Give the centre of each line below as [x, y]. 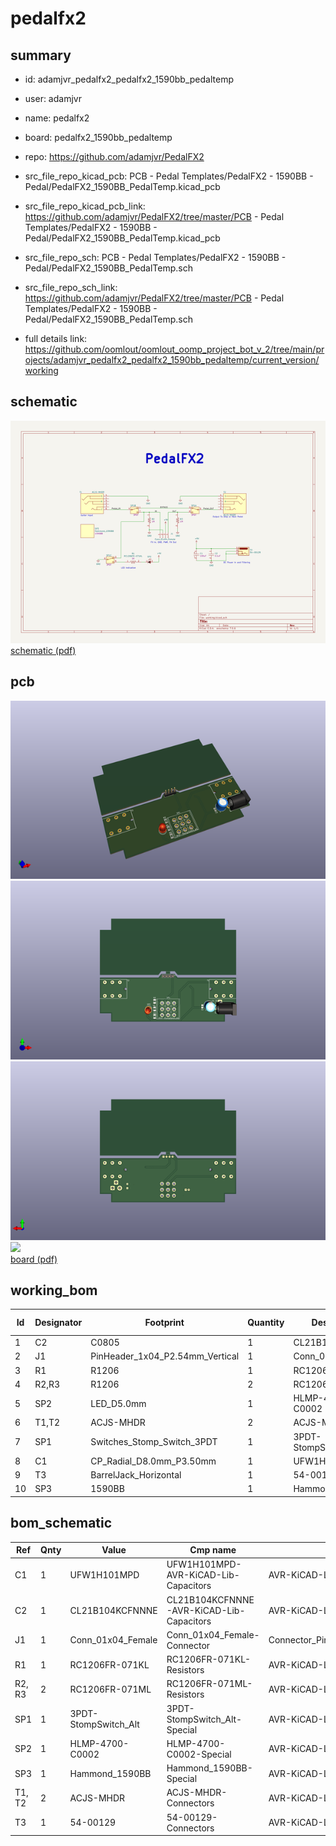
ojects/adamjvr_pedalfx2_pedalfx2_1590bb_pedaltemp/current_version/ [172, 360]
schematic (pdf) [43, 650]
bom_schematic [61, 1523]
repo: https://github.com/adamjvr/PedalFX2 [114, 156]
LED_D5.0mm [118, 1403]
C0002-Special [199, 1754]
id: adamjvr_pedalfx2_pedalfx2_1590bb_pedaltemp [129, 79]
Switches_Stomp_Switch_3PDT [154, 1442]
